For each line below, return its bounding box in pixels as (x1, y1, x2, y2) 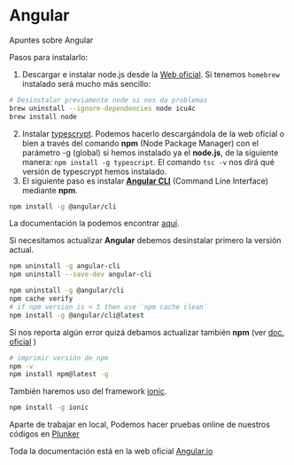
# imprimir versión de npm (9, 353, 109, 362)
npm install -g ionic (9, 403, 89, 413)
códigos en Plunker (9, 429, 80, 439)
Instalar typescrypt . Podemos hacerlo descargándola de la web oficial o (21, 128, 285, 138)
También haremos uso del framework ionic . (9, 386, 167, 397)
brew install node (9, 112, 77, 121)
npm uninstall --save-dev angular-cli (9, 270, 152, 280)
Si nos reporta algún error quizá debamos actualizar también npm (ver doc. (9, 327, 285, 337)
